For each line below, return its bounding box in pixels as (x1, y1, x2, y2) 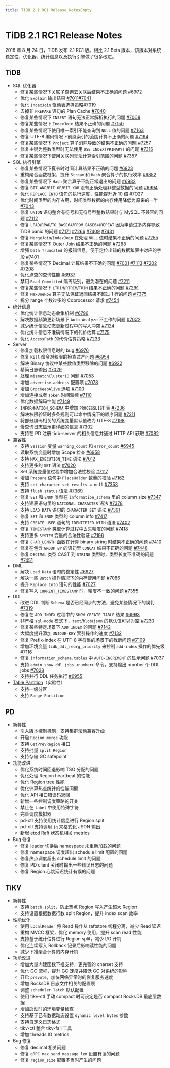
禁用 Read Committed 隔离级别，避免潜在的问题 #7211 (20, 278, 130, 285)
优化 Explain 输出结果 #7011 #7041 (20, 95, 91, 101)
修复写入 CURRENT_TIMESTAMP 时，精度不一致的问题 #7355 (20, 588, 139, 594)
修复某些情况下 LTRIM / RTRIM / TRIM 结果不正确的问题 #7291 (20, 285, 139, 291)
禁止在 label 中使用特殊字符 (20, 804, 79, 811)
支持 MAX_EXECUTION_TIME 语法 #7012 (20, 456, 95, 462)
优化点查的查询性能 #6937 (20, 272, 76, 278)
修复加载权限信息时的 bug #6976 (20, 347, 89, 353)
